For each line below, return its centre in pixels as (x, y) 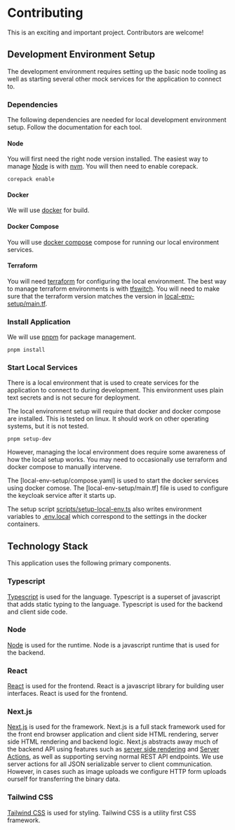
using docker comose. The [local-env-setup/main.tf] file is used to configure (118, 488)
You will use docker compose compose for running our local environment (113, 242)
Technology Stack (48, 546)
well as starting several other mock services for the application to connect (114, 79)
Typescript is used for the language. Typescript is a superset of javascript (114, 597)
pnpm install (26, 350)
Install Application (39, 322)
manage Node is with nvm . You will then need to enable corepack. (103, 166)
